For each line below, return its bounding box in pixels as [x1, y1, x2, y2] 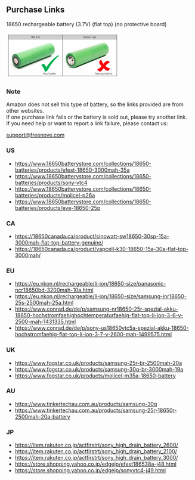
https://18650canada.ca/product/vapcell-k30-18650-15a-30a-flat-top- [14, 245, 189, 252]
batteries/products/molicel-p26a [14, 191, 95, 199]
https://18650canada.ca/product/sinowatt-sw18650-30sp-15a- [14, 233, 169, 240]
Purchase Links [6, 5, 65, 15]
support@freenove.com [6, 131, 65, 139]
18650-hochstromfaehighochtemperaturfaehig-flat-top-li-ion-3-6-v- [14, 312, 184, 319]
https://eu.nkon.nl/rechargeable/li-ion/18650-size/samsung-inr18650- [14, 293, 187, 300]
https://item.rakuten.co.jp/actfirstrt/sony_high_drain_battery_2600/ [14, 441, 179, 449]
